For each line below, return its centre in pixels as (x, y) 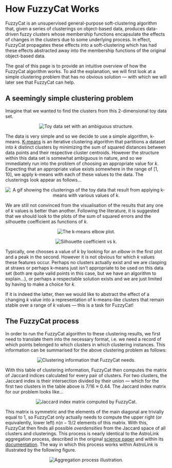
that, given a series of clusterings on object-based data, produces (75, 28)
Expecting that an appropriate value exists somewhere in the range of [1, (82, 169)
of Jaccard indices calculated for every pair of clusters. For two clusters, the (86, 375)
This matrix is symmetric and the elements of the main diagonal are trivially (85, 411)
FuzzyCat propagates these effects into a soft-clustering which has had (81, 45)
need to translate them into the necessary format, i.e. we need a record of (83, 339)
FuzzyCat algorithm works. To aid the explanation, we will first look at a (80, 71)
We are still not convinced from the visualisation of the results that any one (84, 205)
